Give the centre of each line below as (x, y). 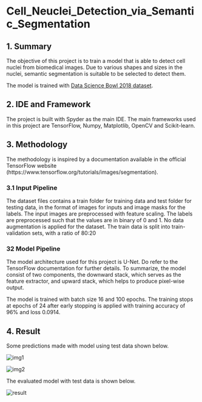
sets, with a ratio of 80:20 (64, 233)
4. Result (23, 331)
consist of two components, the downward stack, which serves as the (94, 275)
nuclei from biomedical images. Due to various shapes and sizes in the (95, 67)
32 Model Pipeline (33, 248)
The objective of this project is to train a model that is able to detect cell (96, 61)
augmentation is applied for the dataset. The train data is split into (89, 226)
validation (19, 233)
